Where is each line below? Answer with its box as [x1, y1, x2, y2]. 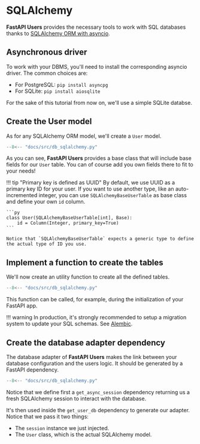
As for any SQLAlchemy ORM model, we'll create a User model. [6, 132, 162, 140]
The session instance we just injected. [14, 424, 110, 431]
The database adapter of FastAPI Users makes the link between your [6, 353, 177, 360]
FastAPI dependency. [6, 366, 59, 373]
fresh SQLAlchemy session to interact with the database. [6, 395, 147, 402]
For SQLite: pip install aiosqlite [14, 87, 101, 95]
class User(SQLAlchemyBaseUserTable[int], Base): [6, 215, 133, 221]
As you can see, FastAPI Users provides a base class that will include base [6, 155, 192, 162]
